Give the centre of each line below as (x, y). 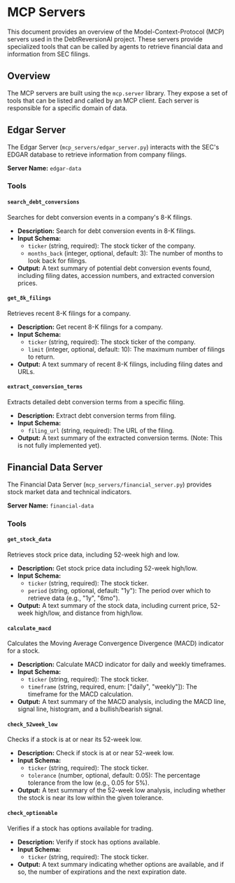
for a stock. (24, 651)
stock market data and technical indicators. (70, 491)
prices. (27, 283)
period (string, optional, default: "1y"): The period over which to (119, 591)
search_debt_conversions (43, 202)
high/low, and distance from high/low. (89, 613)
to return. (41, 357)
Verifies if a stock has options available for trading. (80, 828)
